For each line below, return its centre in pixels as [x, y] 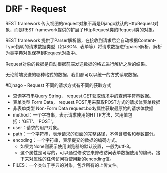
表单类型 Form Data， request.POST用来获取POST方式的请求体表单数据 [87, 102]
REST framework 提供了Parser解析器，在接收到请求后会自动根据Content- [81, 40]
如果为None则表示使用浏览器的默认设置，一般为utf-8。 [77, 146]
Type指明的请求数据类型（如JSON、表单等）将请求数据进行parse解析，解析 [84, 46]
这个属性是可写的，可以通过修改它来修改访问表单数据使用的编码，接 [90, 152]
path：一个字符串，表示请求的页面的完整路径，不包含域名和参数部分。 [85, 134]
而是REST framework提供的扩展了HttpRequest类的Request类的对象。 [86, 30]
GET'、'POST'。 [39, 121]
